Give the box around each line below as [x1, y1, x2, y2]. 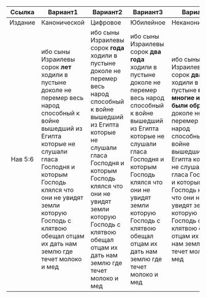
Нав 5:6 [10, 155, 34, 163]
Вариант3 [132, 8, 163, 16]
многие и [171, 93, 200, 102]
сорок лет [40, 63, 72, 71]
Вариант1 [48, 8, 78, 16]
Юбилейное [130, 18, 166, 26]
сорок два [130, 47, 161, 56]
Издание [9, 18, 36, 26]
